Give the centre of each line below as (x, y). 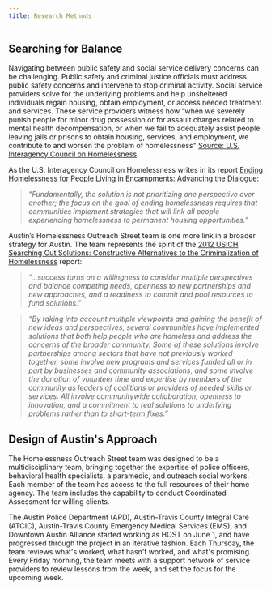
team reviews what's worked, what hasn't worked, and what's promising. (130, 552)
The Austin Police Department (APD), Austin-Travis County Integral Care (129, 517)
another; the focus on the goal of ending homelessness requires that (143, 203)
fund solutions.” (55, 303)
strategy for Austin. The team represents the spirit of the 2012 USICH (123, 245)
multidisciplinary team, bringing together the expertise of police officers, (129, 468)
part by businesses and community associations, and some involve (140, 370)
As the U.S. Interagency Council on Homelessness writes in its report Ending (136, 170)
